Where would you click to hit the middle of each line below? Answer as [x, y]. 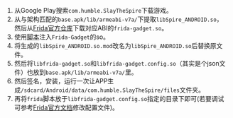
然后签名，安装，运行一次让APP [61, 81]
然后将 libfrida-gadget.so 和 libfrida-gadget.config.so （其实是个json [117, 63]
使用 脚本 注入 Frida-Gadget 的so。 [62, 37]
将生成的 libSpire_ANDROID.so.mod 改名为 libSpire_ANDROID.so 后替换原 [115, 46]
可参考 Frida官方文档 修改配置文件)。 [66, 107]
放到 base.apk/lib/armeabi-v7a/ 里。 [85, 72]
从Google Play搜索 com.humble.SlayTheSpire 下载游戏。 [93, 10]
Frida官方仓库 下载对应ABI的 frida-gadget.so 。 [101, 28]
